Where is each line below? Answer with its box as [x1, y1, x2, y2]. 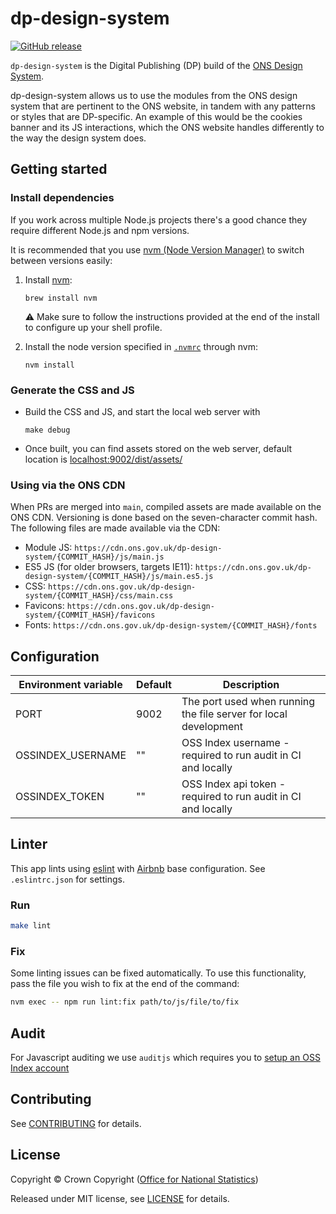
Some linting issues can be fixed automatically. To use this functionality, [10, 967, 307, 979]
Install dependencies [10, 191, 115, 205]
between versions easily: [10, 254, 113, 266]
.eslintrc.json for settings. [10, 873, 125, 885]
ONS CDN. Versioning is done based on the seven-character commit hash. [10, 512, 318, 524]
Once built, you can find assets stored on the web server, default [24, 442, 293, 454]
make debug [24, 425, 71, 435]
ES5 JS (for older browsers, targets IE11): [24, 561, 193, 573]
